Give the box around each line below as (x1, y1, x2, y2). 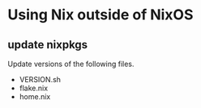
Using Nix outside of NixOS (7, 6, 194, 24)
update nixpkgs (7, 38, 88, 52)
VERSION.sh (19, 75, 62, 84)
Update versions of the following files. (7, 59, 135, 69)
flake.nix (19, 83, 49, 93)
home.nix (19, 92, 51, 102)
